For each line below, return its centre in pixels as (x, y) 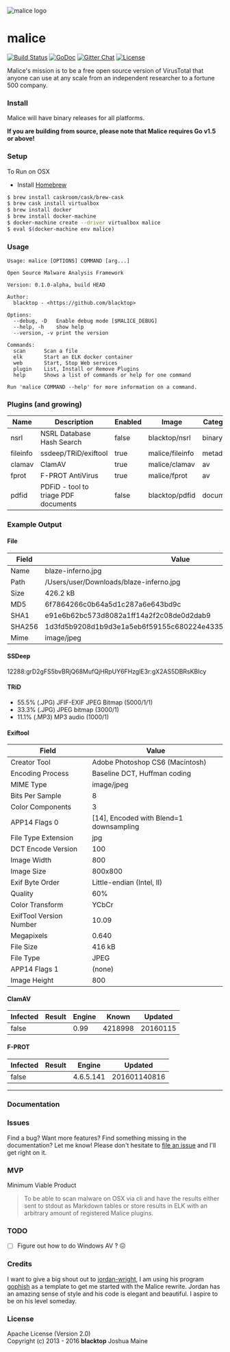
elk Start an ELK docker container (73, 357)
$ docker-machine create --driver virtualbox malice (84, 223)
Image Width (31, 860)
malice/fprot (168, 476)
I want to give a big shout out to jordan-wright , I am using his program (105, 1279)
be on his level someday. (42, 1301)
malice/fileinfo (171, 453)
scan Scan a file (46, 351)
